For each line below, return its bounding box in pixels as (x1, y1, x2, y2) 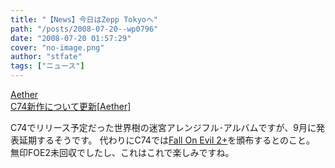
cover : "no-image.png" (10, 42, 105, 53)
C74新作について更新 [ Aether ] (10, 101, 132, 112)
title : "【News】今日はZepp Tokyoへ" (10, 14, 159, 25)
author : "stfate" (10, 52, 83, 62)
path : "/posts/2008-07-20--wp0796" (10, 24, 159, 34)
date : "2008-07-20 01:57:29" (10, 33, 132, 43)
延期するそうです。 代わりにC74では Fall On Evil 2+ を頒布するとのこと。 (18, 134, 316, 146)
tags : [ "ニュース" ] (10, 61, 85, 71)
